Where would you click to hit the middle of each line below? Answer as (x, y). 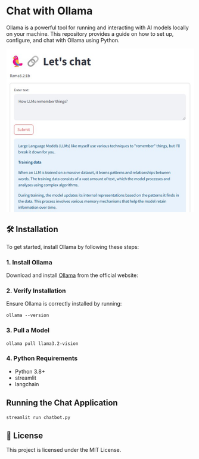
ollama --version (28, 315)
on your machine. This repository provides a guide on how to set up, (90, 33)
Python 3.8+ (30, 371)
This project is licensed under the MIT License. (64, 450)
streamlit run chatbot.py (38, 417)
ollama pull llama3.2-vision (42, 344)
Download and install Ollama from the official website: (72, 275)
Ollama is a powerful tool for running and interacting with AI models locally (97, 27)
